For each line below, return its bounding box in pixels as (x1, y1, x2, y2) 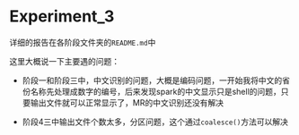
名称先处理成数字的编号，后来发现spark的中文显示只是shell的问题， (30, 86, 281, 97)
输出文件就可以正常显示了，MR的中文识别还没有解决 (30, 97, 224, 108)
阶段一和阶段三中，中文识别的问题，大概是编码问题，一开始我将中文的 (22, 74, 283, 86)
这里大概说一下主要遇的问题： (9, 55, 119, 66)
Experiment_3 (9, 6, 115, 27)
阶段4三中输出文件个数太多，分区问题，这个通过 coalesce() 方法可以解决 (22, 116, 289, 127)
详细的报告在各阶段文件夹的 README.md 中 (9, 37, 156, 47)
